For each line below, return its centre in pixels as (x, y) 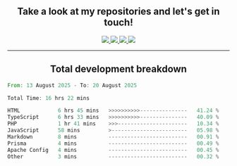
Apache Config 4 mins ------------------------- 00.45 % (113, 150)
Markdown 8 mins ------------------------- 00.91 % (113, 136)
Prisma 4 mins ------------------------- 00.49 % (113, 143)
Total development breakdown (119, 69)
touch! (119, 23)
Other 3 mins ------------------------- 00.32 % (113, 157)
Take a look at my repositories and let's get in (119, 12)
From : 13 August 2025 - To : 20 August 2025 (72, 85)
